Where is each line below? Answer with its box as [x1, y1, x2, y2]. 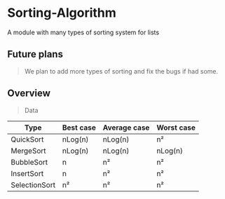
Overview [7, 88, 51, 99]
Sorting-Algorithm [7, 5, 117, 21]
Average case [102, 123, 150, 132]
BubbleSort [11, 157, 48, 167]
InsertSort [11, 168, 44, 178]
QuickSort [11, 135, 44, 144]
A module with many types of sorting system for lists [7, 28, 160, 36]
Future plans [7, 48, 63, 60]
